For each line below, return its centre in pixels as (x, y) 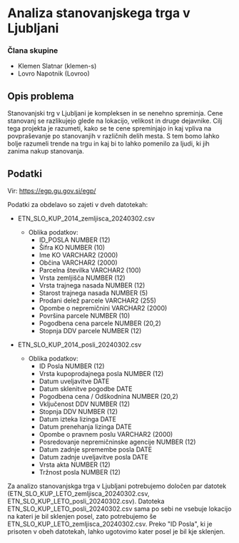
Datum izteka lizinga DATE (77, 420)
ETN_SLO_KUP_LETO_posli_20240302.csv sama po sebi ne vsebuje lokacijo (119, 509)
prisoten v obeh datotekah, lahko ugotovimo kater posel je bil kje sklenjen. (116, 532)
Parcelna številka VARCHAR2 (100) (90, 270)
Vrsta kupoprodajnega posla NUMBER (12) (101, 374)
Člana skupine (33, 51)
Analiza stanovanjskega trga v (99, 13)
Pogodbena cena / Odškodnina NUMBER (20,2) (108, 397)
